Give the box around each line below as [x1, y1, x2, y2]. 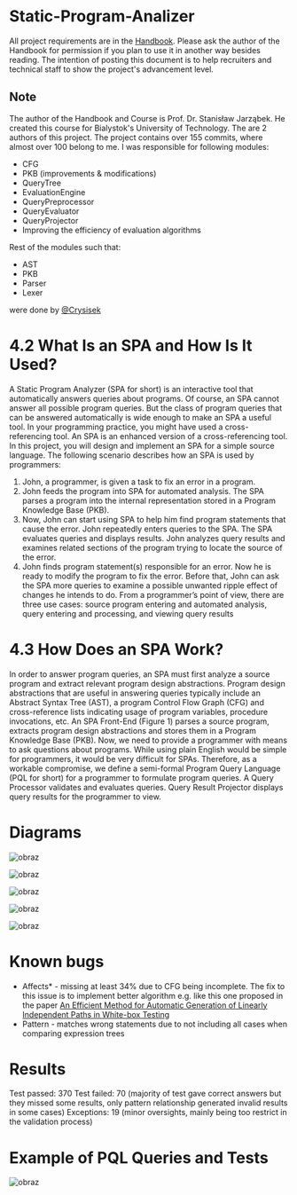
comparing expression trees [21, 1027, 125, 1039]
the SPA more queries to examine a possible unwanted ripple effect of [21, 579, 277, 591]
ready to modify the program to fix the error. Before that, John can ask [21, 570, 279, 581]
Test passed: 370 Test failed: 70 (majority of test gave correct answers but [9, 1089, 282, 1099]
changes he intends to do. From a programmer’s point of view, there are [21, 589, 285, 600]
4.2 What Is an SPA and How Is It [9, 335, 253, 356]
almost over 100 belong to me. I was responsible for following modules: [9, 141, 270, 152]
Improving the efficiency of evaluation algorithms [21, 224, 201, 235]
